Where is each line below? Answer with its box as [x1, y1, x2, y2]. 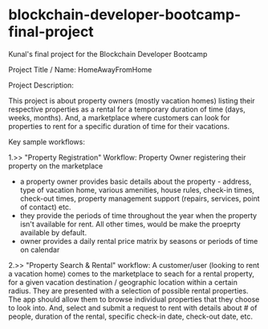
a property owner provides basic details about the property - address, [19, 177, 252, 186]
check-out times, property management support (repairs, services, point [19, 193, 260, 203]
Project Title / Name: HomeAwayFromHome [8, 64, 152, 74]
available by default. [19, 227, 87, 238]
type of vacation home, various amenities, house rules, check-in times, [19, 185, 255, 194]
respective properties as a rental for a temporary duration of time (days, [8, 104, 246, 114]
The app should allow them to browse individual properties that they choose [8, 294, 260, 304]
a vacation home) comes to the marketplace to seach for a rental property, [8, 269, 254, 278]
